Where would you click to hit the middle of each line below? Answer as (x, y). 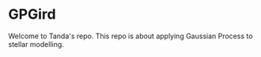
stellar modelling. (36, 44)
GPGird (32, 14)
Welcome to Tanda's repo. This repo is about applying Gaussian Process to (130, 36)
